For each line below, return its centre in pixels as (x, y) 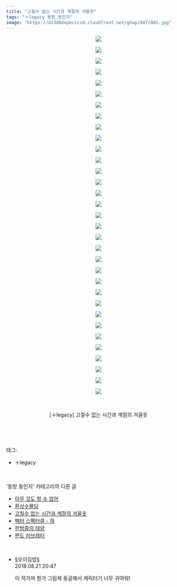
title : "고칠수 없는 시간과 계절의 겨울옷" (51, 11)
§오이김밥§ (27, 559)
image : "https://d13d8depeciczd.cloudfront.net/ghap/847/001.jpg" (89, 22)
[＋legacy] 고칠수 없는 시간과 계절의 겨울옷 (98, 415)
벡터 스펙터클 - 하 (35, 521)
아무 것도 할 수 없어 (36, 499)
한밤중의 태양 (30, 528)
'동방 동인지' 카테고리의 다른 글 (41, 487)
